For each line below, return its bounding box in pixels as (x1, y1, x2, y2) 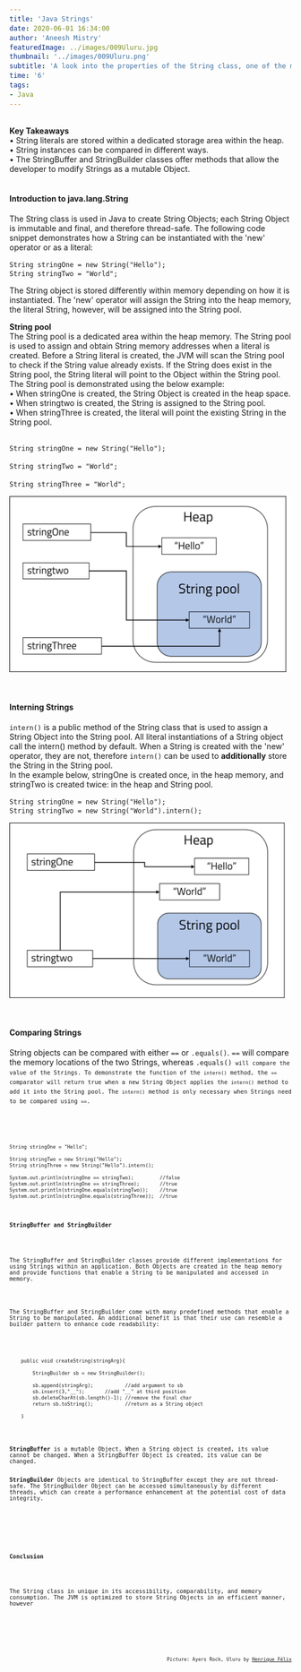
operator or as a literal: (9, 242, 93, 253)
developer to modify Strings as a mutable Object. (9, 163, 191, 174)
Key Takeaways (9, 125, 70, 136)
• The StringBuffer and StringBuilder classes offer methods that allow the (9, 153, 279, 165)
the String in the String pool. (9, 760, 114, 771)
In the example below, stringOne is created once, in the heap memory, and (9, 769, 284, 780)
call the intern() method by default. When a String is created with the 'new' (9, 740, 285, 752)
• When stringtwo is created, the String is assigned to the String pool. (9, 397, 266, 408)
